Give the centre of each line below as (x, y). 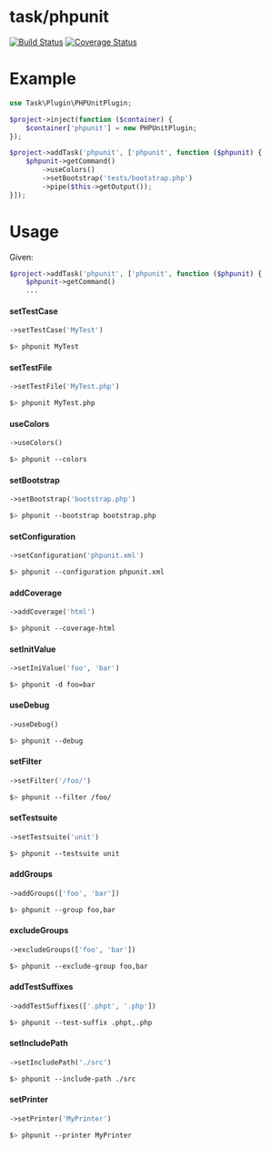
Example (43, 79)
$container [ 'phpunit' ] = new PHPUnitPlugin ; (111, 128)
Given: (21, 257)
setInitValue (33, 649)
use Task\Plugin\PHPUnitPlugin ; (70, 103)
